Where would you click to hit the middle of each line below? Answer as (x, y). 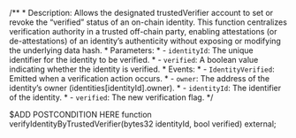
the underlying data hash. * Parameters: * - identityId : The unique (131, 50)
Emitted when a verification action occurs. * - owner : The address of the (140, 78)
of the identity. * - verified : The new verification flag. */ (111, 97)
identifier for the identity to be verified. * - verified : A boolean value (134, 60)
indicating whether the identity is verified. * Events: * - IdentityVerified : (142, 69)
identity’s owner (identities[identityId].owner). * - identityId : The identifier (145, 88)
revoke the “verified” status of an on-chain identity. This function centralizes (148, 22)
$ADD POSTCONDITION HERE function (80, 115)
